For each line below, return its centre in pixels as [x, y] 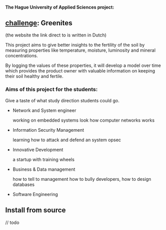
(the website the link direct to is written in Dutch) [56, 35]
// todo [12, 222]
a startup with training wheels [44, 159]
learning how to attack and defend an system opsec [67, 140]
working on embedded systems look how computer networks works [84, 120]
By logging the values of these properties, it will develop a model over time [83, 65]
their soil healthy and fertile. [34, 76]
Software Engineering [35, 194]
